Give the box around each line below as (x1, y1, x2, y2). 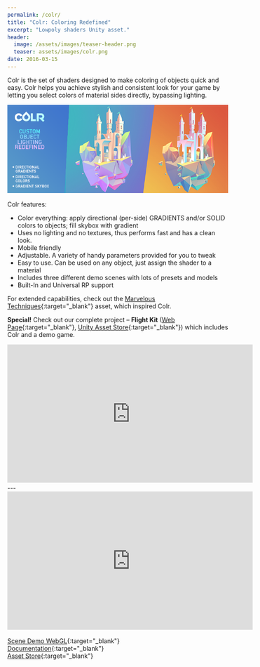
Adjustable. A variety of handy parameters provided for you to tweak (17, 251, 216, 260)
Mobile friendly (17, 244, 62, 252)
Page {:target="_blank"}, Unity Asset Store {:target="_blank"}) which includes (7, 323, 228, 331)
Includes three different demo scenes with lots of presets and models (17, 274, 219, 282)
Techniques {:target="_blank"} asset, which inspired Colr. (7, 302, 172, 310)
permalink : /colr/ (7, 11, 61, 18)
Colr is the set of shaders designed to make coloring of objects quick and (7, 76, 219, 84)
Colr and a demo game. (7, 331, 75, 339)
